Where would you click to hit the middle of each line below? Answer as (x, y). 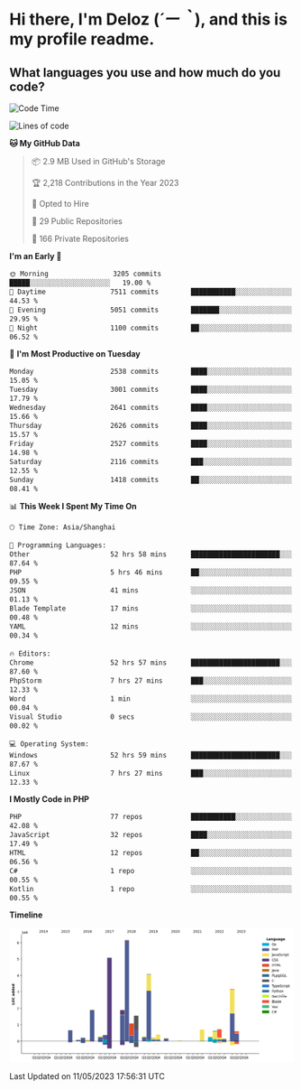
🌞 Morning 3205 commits (86, 274)
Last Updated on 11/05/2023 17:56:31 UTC (87, 1076)
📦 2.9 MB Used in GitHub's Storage (98, 161)
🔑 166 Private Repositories (80, 238)
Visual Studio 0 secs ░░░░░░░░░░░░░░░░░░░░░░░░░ (151, 717)
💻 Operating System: (50, 744)
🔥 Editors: (30, 654)
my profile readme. (82, 39)
